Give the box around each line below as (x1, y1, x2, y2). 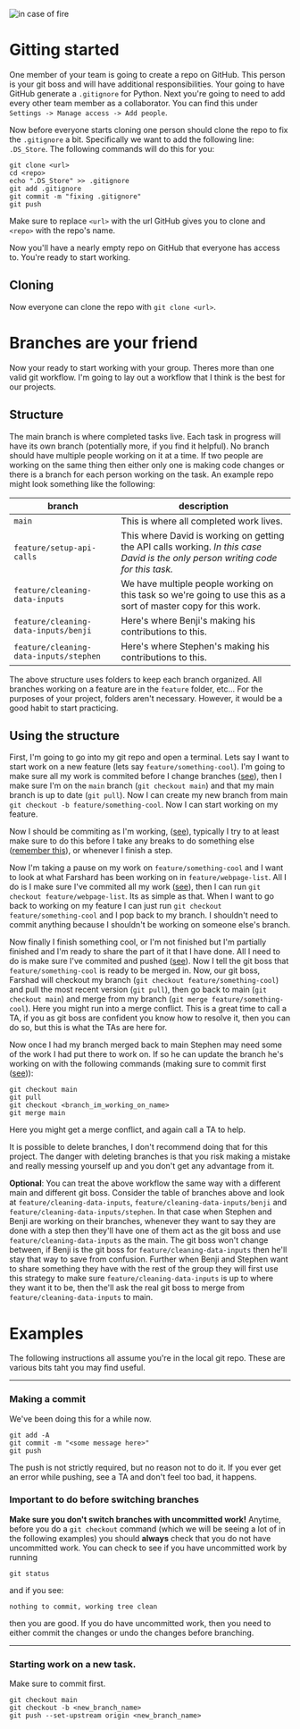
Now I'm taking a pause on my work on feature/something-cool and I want (9, 862, 284, 873)
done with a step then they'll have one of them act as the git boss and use (9, 1225, 281, 1237)
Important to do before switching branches (9, 1493, 199, 1506)
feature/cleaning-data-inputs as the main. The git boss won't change (9, 1235, 269, 1246)
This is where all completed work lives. (120, 515, 283, 527)
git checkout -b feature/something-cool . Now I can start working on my (9, 800, 279, 810)
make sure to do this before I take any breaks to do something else (9, 835, 254, 846)
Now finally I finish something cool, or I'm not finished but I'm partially (9, 936, 267, 947)
